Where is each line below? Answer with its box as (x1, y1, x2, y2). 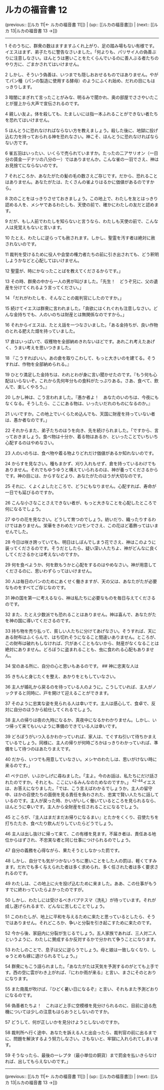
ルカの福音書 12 (5, 4, 67, 16)
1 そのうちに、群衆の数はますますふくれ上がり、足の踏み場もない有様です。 (5, 43, 157, 49)
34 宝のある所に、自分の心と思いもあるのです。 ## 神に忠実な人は (5, 663, 139, 669)
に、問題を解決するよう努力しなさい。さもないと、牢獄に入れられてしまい (5, 1036, 155, 1041)
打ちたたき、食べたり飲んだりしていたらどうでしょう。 (5, 820, 116, 826)
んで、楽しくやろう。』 (5, 384, 50, 390)
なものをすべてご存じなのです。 (5, 585, 69, 590)
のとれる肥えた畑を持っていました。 (5, 328, 78, 334)
